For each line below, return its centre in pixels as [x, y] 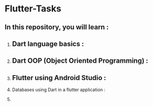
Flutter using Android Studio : [59, 78]
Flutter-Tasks [33, 9]
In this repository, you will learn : [57, 27]
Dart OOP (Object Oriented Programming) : [80, 61]
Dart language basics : [48, 44]
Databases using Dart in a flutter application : [59, 90]
